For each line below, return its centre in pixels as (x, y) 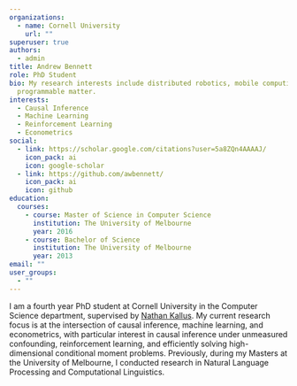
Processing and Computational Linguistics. (87, 372)
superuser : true (39, 42)
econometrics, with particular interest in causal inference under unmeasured (148, 334)
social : (23, 141)
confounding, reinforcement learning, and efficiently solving (118, 344)
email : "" (27, 265)
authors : (25, 50)
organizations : (37, 17)
